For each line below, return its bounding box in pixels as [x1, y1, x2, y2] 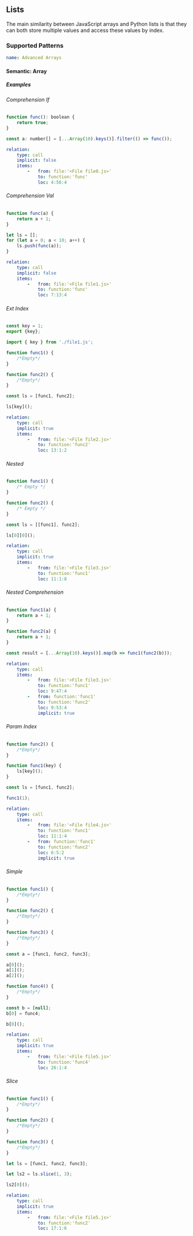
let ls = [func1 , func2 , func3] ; [6, 1160, 88, 1166]
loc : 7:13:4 [37, 292, 67, 298]
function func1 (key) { [6, 763, 62, 769]
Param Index [6, 723, 37, 730]
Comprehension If [6, 96, 50, 103]
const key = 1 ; [6, 323, 44, 329]
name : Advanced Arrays [6, 55, 62, 61]
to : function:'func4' [37, 1059, 91, 1065]
